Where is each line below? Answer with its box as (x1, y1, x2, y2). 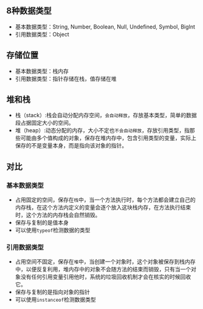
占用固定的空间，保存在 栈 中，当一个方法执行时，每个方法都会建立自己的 (15, 196, 196, 203)
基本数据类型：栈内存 (15, 67, 69, 75)
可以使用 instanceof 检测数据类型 (15, 296, 96, 304)
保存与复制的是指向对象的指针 (15, 288, 90, 296)
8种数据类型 (6, 5, 52, 16)
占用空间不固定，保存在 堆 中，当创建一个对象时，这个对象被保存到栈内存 (15, 258, 196, 265)
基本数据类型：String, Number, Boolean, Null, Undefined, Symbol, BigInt (15, 23, 196, 30)
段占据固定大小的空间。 (15, 119, 74, 126)
